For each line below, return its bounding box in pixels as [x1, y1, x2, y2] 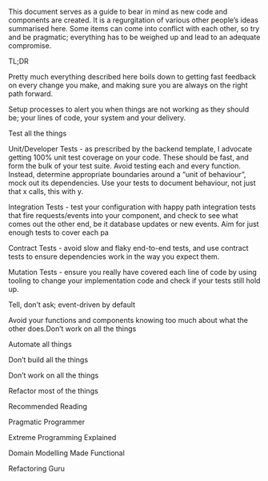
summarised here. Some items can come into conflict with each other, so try [8, 24, 260, 33]
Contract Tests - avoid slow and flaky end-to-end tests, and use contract [8, 244, 250, 253]
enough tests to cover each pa [8, 228, 110, 237]
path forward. [8, 89, 54, 99]
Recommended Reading [8, 402, 88, 411]
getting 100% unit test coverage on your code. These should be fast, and [8, 152, 250, 162]
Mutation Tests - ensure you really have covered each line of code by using [8, 268, 258, 277]
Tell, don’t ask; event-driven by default [8, 300, 136, 309]
